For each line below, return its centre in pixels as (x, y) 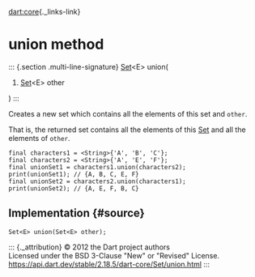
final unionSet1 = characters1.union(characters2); (97, 167)
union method (56, 45)
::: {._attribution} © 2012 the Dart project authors (89, 247)
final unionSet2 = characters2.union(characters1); (97, 181)
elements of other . (39, 138)
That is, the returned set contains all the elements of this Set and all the (127, 130)
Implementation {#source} (77, 213)
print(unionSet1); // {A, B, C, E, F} (74, 174)
